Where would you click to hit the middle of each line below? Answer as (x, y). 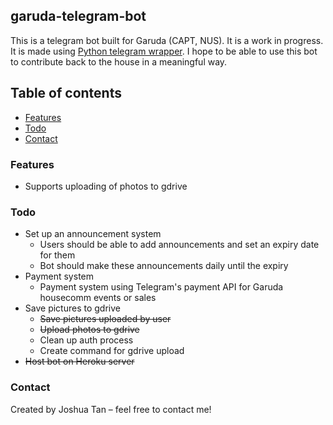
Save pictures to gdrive (72, 308)
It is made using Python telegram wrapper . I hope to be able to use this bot (164, 51)
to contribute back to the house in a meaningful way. (119, 61)
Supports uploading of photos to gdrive (106, 186)
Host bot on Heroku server (79, 361)
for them (57, 255)
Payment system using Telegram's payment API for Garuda (161, 287)
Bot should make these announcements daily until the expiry (164, 266)
